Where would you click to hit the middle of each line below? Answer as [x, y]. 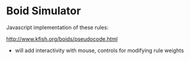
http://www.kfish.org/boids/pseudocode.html [62, 39]
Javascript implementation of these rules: [58, 27]
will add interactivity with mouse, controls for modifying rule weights [99, 50]
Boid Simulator [43, 11]
